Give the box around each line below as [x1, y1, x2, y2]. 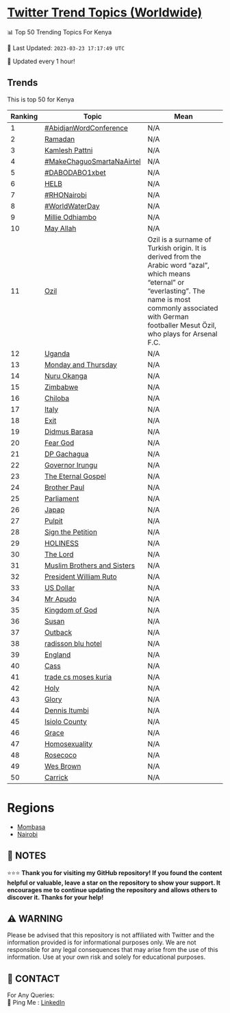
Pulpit [44, 516, 63, 526]
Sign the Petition [44, 527, 98, 537]
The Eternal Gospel [44, 471, 106, 481]
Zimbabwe [44, 382, 79, 392]
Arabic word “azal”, [147, 260, 210, 270]
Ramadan [44, 134, 75, 143]
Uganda [44, 349, 71, 358]
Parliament [44, 493, 79, 503]
